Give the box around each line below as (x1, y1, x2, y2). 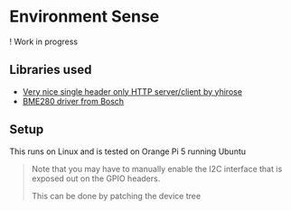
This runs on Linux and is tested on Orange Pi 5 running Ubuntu (9, 146, 247, 157)
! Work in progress (9, 36, 79, 47)
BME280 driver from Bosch (22, 96, 125, 106)
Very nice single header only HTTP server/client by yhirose (22, 86, 242, 96)
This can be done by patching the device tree (31, 190, 202, 201)
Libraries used (9, 62, 92, 78)
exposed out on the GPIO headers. (31, 173, 161, 184)
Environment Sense (9, 6, 160, 27)
